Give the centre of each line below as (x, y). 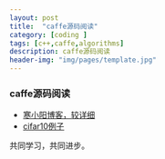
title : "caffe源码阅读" (54, 26)
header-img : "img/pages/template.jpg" (83, 60)
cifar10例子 (43, 126)
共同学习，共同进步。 (49, 145)
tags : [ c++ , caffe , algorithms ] (67, 43)
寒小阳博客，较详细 (59, 115)
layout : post (34, 18)
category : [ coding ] (49, 35)
